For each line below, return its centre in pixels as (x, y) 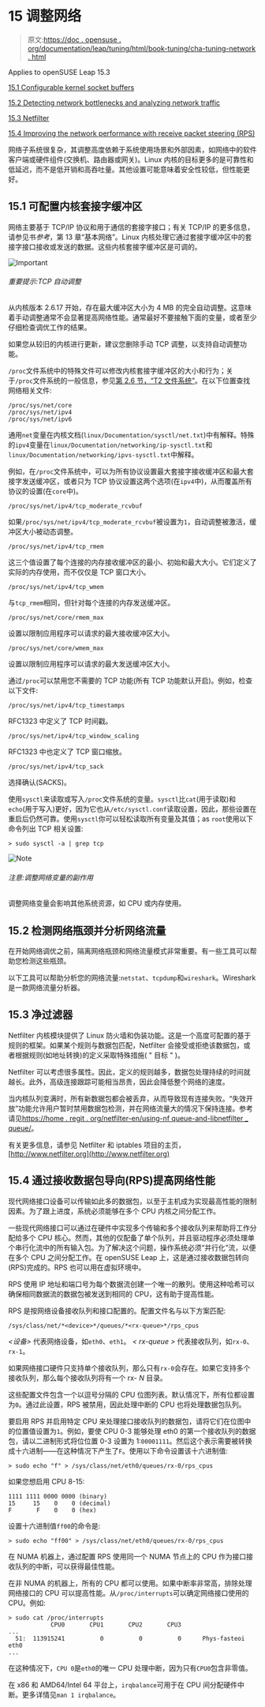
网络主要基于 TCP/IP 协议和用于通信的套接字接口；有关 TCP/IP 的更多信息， (131, 227)
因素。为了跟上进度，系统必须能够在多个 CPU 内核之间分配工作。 (114, 1211)
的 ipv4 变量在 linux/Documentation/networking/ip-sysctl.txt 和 (110, 445)
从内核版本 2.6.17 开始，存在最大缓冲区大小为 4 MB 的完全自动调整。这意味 (130, 307)
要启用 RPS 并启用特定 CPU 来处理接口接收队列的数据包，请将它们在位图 (126, 1421)
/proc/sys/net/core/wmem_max (56, 648)
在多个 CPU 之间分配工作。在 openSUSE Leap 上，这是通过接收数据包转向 (129, 1257)
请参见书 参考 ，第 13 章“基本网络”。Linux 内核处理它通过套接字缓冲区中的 (127, 237)
